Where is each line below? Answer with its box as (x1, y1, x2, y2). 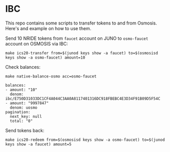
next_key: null (10, 114, 42, 119)
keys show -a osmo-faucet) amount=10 (5, 55, 86, 60)
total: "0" (10, 118, 33, 123)
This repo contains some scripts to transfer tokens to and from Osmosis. (5, 20, 157, 26)
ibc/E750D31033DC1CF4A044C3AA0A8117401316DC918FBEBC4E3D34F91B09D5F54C (5, 96, 160, 101)
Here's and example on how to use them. (5, 25, 92, 31)
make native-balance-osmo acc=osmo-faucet (5, 73, 97, 79)
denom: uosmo (10, 105, 38, 110)
